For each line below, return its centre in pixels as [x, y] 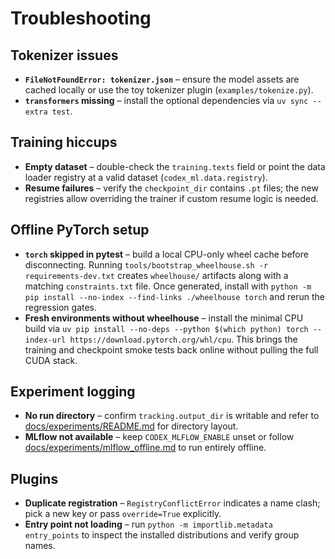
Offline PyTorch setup [80, 230]
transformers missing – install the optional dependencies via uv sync [166, 100]
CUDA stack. [51, 360]
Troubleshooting [81, 18]
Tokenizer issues [64, 55]
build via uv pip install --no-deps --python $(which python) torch [166, 328]
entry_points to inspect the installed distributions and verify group [162, 535]
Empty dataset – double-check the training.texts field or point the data [175, 166]
